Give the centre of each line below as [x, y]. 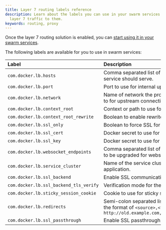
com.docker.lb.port [30, 87]
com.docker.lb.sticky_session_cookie [52, 193]
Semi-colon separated [130, 201]
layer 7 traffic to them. [36, 19]
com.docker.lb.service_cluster [44, 166]
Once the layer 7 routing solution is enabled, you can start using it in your [80, 37]
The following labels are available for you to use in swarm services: [73, 52]
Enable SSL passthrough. [133, 221]
